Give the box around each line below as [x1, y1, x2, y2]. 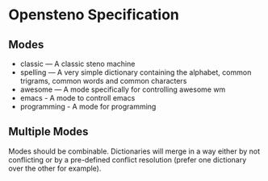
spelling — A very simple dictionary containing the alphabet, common [19, 68, 252, 77]
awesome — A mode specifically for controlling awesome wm [19, 84, 226, 94]
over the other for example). [8, 163, 102, 173]
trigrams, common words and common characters [19, 76, 187, 85]
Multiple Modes [8, 125, 89, 138]
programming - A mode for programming [19, 102, 157, 111]
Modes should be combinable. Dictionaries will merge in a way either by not [8, 146, 261, 156]
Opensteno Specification [8, 6, 180, 24]
